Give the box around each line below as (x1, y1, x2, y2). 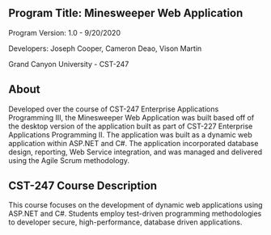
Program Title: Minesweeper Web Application (8, 6, 243, 20)
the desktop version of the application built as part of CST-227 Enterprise (8, 121, 253, 131)
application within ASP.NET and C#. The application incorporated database (8, 138, 259, 148)
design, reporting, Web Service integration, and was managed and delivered (8, 147, 263, 157)
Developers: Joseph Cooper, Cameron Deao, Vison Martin (8, 44, 202, 53)
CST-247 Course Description (8, 179, 158, 193)
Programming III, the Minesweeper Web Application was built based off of (8, 112, 255, 122)
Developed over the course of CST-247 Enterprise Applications (8, 104, 219, 114)
